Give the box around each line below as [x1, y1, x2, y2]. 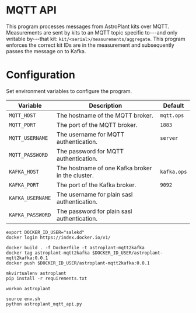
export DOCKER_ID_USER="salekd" [6, 229, 85, 235]
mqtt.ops [160, 112, 184, 119]
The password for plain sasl [56, 207, 132, 215]
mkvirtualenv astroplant [6, 270, 66, 276]
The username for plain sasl [56, 190, 133, 198]
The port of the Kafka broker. [56, 181, 136, 189]
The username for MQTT [56, 130, 124, 138]
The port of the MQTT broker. [56, 121, 138, 129]
